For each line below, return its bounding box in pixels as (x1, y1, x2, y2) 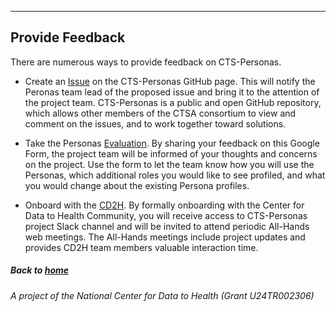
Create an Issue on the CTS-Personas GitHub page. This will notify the (24, 75, 316, 87)
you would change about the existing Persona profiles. (24, 179, 250, 191)
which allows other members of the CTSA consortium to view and (24, 107, 297, 119)
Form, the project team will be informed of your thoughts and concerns (24, 147, 318, 160)
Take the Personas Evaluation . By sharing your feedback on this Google (24, 137, 320, 149)
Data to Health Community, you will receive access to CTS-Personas (24, 209, 308, 221)
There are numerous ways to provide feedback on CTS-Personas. (10, 56, 282, 68)
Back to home (10, 264, 70, 276)
